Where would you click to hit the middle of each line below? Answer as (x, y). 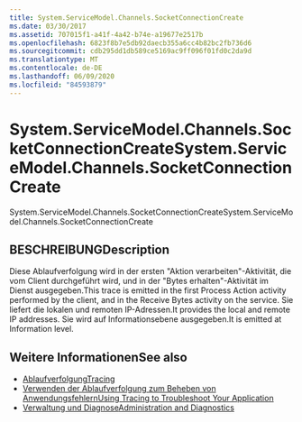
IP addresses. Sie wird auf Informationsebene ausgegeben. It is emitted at (146, 319)
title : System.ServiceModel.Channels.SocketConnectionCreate (127, 18)
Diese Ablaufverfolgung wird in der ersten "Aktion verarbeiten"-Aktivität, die (151, 271)
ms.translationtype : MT (54, 60)
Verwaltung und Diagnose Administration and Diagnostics (128, 408)
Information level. (41, 329)
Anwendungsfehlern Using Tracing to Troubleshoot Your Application (148, 399)
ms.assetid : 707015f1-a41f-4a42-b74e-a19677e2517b (106, 34)
